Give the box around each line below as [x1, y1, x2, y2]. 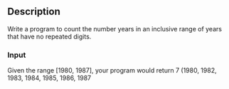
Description [7, 6, 60, 18]
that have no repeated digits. [7, 32, 92, 41]
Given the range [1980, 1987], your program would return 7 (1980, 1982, [7, 66, 217, 75]
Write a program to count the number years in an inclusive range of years [7, 24, 223, 33]
